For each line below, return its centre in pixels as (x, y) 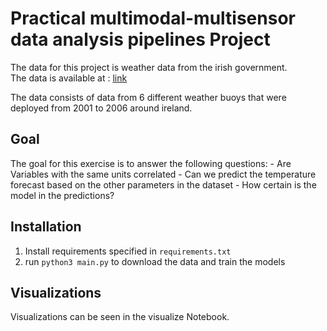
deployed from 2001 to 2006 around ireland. (101, 108)
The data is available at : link (69, 78)
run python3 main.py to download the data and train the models (155, 261)
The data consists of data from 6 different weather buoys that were (148, 97)
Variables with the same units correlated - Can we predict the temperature (163, 174)
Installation (46, 227)
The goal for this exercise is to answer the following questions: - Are (151, 163)
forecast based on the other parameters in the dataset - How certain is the (163, 184)
